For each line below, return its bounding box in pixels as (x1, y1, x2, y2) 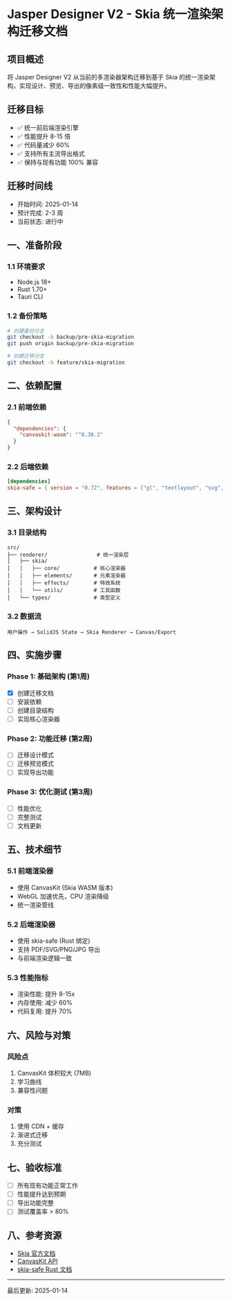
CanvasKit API (17, 1257, 58, 1266)
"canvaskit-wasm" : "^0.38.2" (19, 432, 104, 439)
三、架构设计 (7, 506, 62, 517)
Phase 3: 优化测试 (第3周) (7, 787, 93, 797)
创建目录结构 (17, 706, 54, 714)
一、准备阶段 (7, 239, 62, 251)
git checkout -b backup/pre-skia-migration (7, 333, 135, 341)
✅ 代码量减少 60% (17, 140, 70, 149)
